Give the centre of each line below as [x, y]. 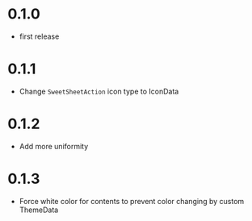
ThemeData [39, 210]
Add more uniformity [54, 146]
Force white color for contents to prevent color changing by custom [132, 201]
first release [39, 36]
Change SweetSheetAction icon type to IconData [99, 91]
